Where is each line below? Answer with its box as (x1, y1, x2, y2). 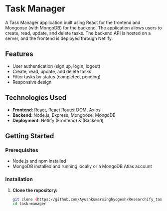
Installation (5, 176, 33, 183)
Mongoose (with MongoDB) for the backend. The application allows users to (5, 24, 162, 30)
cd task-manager (12, 202, 46, 207)
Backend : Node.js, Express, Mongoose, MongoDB (12, 112, 116, 118)
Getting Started (5, 132, 54, 140)
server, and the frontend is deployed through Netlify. (5, 35, 113, 41)
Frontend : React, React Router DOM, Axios (12, 107, 101, 113)
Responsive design (12, 79, 52, 85)
